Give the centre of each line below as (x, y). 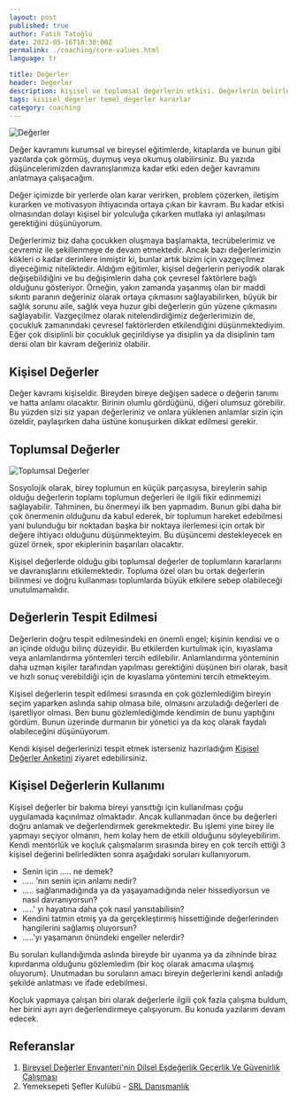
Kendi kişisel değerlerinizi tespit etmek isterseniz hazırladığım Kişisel (134, 748)
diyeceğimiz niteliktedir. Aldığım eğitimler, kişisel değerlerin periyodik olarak (147, 269)
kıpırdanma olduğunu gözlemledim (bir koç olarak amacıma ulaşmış (132, 964)
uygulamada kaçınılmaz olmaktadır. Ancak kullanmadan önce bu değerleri (143, 817)
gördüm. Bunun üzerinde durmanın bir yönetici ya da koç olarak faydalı (138, 722)
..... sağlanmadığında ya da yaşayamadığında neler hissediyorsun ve (146, 890)
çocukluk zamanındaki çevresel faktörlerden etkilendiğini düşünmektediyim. (147, 325)
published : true (39, 26)
